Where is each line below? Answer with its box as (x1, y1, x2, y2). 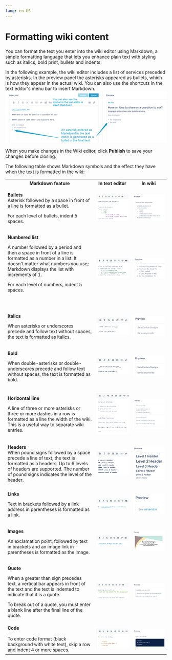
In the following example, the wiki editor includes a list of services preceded (5, 69, 165, 75)
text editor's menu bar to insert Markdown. (5, 85, 96, 91)
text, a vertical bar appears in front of (7, 580, 86, 586)
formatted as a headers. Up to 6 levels (7, 460, 88, 466)
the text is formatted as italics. (7, 334, 71, 340)
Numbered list (7, 234, 39, 241)
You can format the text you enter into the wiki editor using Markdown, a (5, 48, 158, 54)
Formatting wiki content (5, 31, 109, 43)
